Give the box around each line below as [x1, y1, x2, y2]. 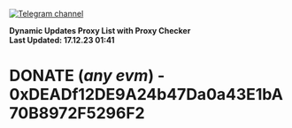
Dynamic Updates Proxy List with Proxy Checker [9, 26, 191, 35]
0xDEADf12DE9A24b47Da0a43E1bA [9, 85, 283, 105]
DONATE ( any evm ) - [9, 66, 165, 86]
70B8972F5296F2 [9, 103, 145, 124]
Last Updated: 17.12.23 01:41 [9, 35, 115, 45]
